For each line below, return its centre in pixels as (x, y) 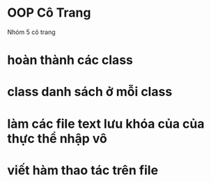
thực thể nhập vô (57, 139)
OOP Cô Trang (49, 13)
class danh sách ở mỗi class (90, 92)
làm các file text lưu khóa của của (106, 124)
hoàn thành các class (70, 60)
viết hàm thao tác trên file (83, 170)
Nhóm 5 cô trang (31, 32)
